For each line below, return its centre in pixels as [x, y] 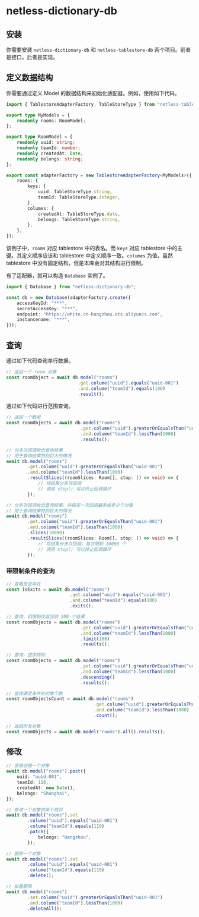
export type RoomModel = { [39, 137]
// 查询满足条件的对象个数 [35, 694]
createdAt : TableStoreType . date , [79, 214]
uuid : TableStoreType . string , [75, 192]
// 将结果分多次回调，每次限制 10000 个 [82, 544]
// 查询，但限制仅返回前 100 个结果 [45, 617]
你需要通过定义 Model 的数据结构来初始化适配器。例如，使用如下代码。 [93, 93]
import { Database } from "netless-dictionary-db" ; [71, 287]
